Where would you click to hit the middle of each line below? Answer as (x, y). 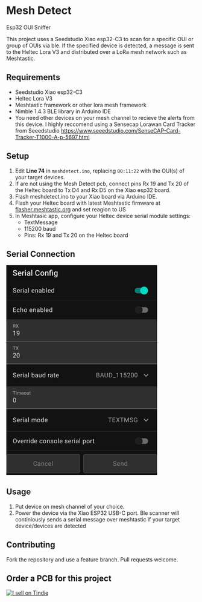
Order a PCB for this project (59, 578)
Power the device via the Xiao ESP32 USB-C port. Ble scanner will (97, 513)
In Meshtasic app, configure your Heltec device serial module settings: (103, 216)
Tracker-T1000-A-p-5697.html (52, 137)
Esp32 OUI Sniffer (29, 27)
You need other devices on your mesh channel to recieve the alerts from (105, 117)
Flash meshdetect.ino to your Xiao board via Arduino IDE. (86, 196)
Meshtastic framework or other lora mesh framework (80, 105)
